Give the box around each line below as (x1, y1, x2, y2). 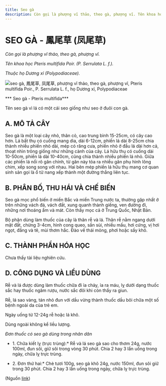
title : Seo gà (5, 7, 35, 12)
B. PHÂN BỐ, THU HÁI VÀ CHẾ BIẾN (5, 184, 116, 192)
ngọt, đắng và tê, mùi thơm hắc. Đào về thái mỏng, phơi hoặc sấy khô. (5, 228, 148, 233)
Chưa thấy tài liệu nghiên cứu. (5, 255, 66, 261)
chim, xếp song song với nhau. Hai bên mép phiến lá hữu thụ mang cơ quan (5, 164, 159, 170)
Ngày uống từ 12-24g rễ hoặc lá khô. (5, 311, 80, 317)
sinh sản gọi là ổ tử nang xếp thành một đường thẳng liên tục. (5, 169, 130, 175)
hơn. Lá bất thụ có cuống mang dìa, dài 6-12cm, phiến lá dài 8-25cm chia (5, 138, 154, 144)
